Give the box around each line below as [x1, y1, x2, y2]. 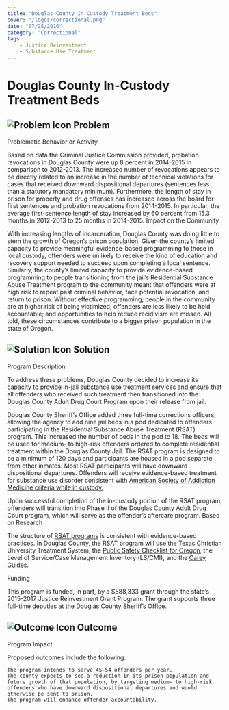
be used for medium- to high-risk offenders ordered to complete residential [7, 440, 220, 448]
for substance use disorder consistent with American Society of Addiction [7, 476, 215, 484]
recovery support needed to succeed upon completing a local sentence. [7, 258, 211, 267]
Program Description [7, 362, 66, 370]
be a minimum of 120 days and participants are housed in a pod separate [7, 454, 213, 462]
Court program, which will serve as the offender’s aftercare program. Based [7, 511, 220, 519]
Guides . [7, 561, 29, 569]
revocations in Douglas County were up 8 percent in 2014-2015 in [7, 158, 192, 166]
